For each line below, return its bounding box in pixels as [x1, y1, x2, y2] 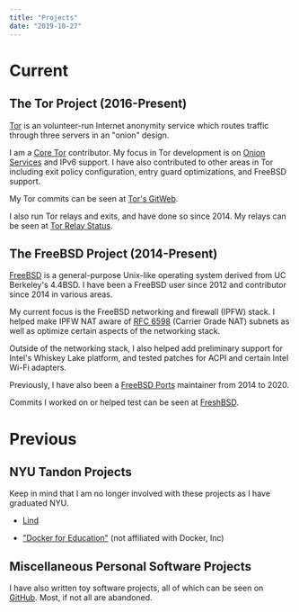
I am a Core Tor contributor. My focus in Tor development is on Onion [9, 147, 266, 157]
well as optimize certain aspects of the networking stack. [9, 326, 221, 337]
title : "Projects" [9, 13, 78, 22]
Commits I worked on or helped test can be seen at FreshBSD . [9, 397, 240, 408]
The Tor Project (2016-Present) [9, 96, 188, 112]
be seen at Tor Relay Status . [9, 220, 114, 230]
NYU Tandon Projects [9, 464, 132, 480]
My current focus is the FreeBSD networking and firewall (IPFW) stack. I [9, 307, 276, 318]
